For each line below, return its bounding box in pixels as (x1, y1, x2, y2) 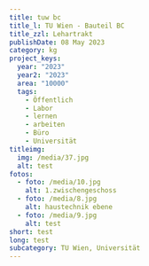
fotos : (9, 169, 34, 178)
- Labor (25, 104, 53, 113)
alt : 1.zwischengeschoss (25, 186, 117, 195)
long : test (9, 236, 50, 245)
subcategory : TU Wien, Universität (9, 244, 141, 253)
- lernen (25, 112, 58, 121)
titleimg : (9, 145, 46, 153)
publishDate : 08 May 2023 (9, 37, 105, 47)
